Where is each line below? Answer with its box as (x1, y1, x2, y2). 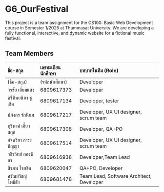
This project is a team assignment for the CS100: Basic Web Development (5, 20, 153, 25)
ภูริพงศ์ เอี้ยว (7, 122, 30, 129)
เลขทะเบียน (40, 64, 61, 71)
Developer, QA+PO (80, 125, 123, 132)
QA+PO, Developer (80, 165, 123, 171)
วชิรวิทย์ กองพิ (7, 150, 34, 157)
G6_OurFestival (5, 3, 69, 15)
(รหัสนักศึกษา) (40, 78, 67, 85)
